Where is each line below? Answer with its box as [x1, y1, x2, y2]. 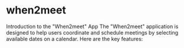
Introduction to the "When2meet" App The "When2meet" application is [6, 23, 179, 30]
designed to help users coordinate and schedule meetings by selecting [6, 29, 179, 36]
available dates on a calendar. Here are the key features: [6, 35, 143, 42]
